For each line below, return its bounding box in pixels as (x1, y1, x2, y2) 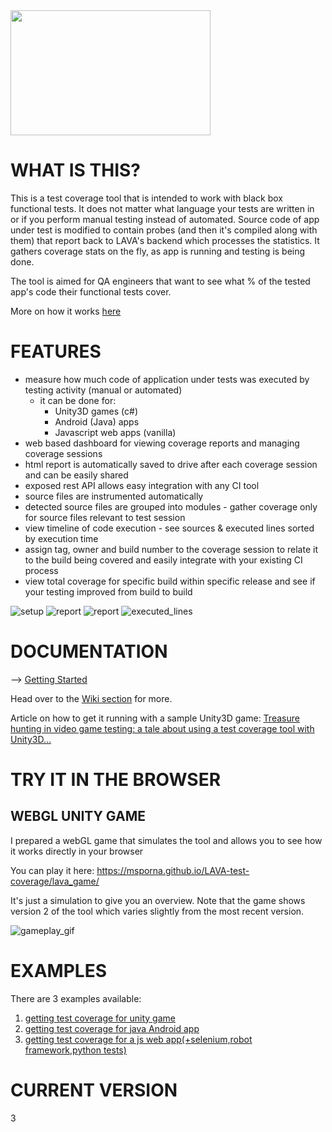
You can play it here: (10, 864, 95, 876)
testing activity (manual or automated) (24, 384, 183, 396)
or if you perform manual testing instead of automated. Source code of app (10, 213, 320, 225)
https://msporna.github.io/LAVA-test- (96, 864, 250, 876)
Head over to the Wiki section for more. (10, 692, 173, 704)
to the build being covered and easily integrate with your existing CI (24, 554, 303, 566)
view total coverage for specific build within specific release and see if (24, 575, 316, 587)
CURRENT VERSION (10, 1079, 178, 1101)
